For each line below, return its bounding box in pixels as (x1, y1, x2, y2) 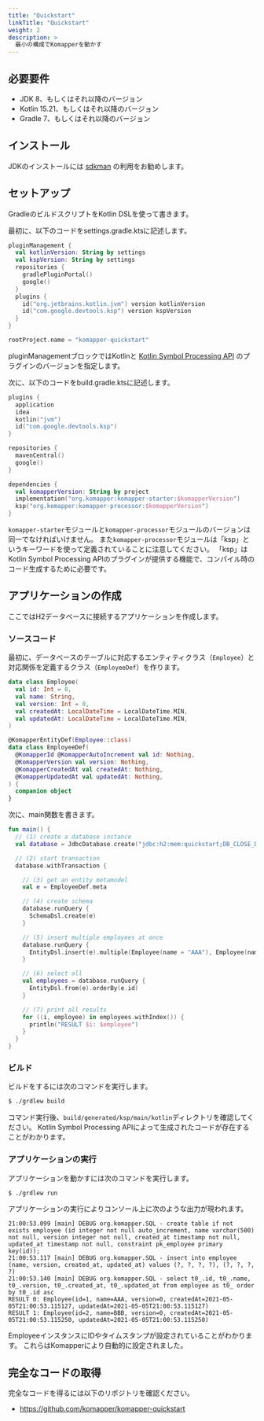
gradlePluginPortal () (22, 271, 93, 279)
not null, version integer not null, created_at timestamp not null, (8, 1234, 241, 1242)
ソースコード (8, 633, 57, 644)
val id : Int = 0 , (15, 686, 72, 694)
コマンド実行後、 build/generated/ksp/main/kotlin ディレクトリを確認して (8, 1113, 247, 1122)
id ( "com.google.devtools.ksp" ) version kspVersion (22, 307, 192, 315)
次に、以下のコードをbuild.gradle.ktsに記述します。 (8, 377, 174, 387)
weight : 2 (8, 26, 41, 34)
